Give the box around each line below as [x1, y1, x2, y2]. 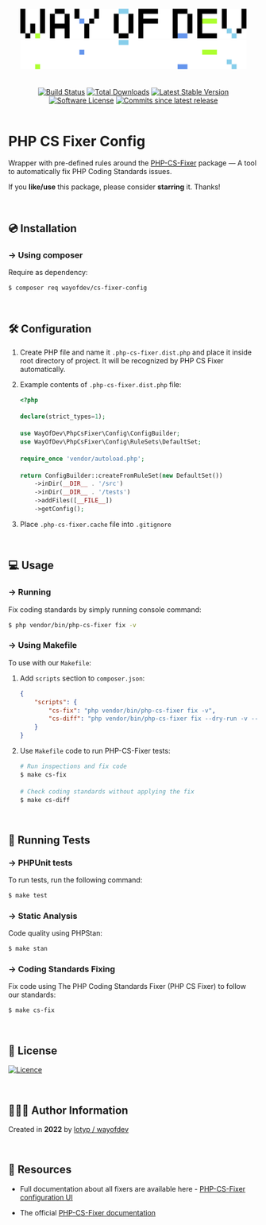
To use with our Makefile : [8, 657, 91, 667]
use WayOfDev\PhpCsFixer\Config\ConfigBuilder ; [19, 429, 180, 438]
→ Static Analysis [8, 910, 78, 921]
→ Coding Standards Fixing [8, 963, 116, 975]
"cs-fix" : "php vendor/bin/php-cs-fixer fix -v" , [48, 707, 216, 715]
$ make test [8, 892, 48, 900]
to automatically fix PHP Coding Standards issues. [8, 167, 172, 176]
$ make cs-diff [19, 796, 71, 804]
